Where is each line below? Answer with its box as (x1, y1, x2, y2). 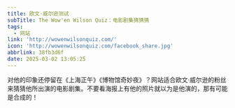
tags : (7, 23, 23, 30)
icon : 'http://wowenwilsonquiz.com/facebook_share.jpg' (7, 43, 173, 49)
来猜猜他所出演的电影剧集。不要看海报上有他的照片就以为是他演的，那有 (7, 84, 215, 93)
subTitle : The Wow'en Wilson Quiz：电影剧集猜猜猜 (7, 17, 150, 24)
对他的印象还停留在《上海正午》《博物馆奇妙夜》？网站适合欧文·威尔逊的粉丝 (7, 75, 227, 84)
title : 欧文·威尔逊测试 (7, 10, 69, 17)
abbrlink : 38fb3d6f (7, 49, 64, 56)
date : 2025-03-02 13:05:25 (7, 56, 86, 63)
